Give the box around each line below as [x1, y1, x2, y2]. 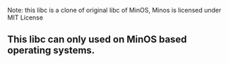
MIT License [7, 13, 44, 22]
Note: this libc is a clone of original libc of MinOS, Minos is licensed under [7, 6, 222, 14]
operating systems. [7, 45, 95, 57]
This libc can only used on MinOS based [7, 34, 187, 45]
